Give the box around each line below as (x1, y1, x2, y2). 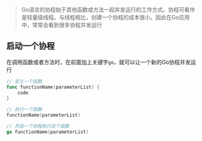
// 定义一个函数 (6, 78, 42, 85)
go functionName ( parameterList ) (6, 129, 89, 135)
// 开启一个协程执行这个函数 (6, 123, 70, 129)
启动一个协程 (6, 41, 55, 51)
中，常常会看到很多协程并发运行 (21, 21, 102, 28)
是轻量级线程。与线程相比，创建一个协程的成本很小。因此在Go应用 (21, 13, 190, 21)
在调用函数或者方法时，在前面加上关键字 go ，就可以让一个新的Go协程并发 (6, 58, 191, 66)
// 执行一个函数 (6, 107, 42, 113)
